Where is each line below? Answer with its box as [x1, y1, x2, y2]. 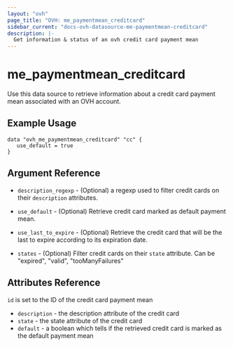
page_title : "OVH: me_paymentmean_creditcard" [7, 17, 146, 24]
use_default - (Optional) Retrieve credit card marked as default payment [17, 207, 226, 215]
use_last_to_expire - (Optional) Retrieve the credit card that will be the [17, 228, 223, 236]
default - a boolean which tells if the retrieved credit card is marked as [17, 324, 223, 332]
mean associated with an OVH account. [7, 97, 121, 106]
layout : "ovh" [7, 10, 49, 18]
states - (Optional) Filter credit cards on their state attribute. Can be [17, 249, 216, 257]
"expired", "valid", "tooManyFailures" [17, 257, 124, 265]
